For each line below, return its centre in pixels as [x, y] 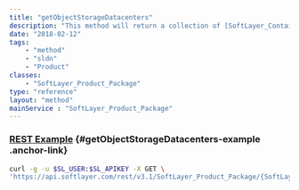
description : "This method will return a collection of [115, 26]
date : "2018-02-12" [45, 34]
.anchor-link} [39, 150]
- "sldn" [41, 59]
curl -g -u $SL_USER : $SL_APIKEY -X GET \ [87, 169]
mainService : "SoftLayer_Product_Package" [91, 108]
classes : [25, 75]
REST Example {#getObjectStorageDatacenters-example [135, 139]
